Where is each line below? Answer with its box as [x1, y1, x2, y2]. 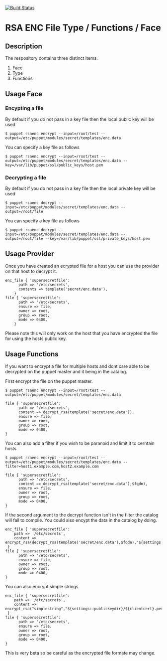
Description [5, 42, 42, 50]
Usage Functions [5, 350, 59, 358]
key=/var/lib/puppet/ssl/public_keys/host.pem [5, 163, 103, 167]
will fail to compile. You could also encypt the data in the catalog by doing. [5, 517, 158, 523]
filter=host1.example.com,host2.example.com [5, 464, 99, 469]
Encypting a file [5, 105, 44, 112]
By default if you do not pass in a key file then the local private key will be [5, 185, 156, 191]
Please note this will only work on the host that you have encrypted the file [5, 330, 158, 336]
